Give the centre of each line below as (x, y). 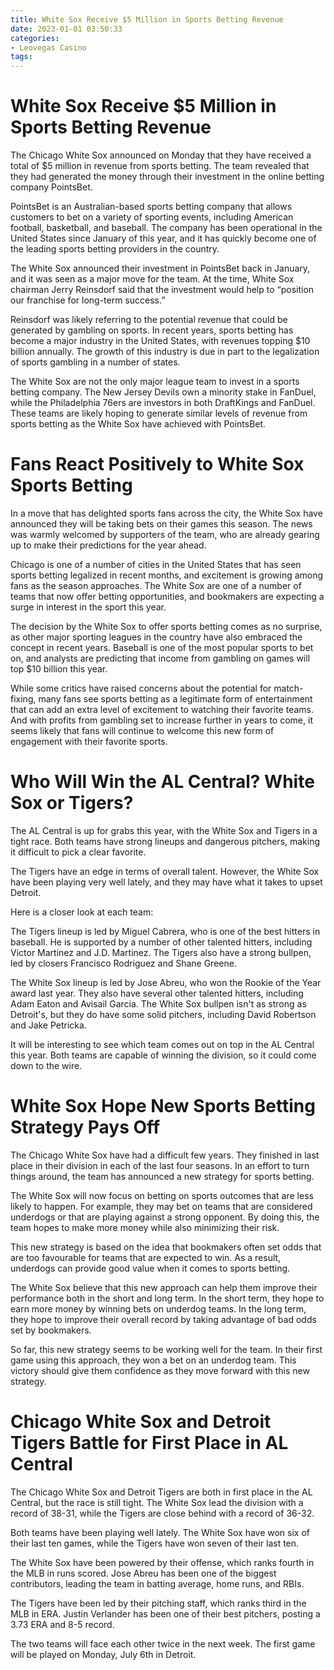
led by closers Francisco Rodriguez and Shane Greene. (123, 963)
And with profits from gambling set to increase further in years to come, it (161, 720)
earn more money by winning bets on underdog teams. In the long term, (158, 1308)
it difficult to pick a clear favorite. (78, 852)
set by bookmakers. (51, 1330)
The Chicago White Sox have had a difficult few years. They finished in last (165, 1155)
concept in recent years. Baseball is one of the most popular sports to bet (162, 647)
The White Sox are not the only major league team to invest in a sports (155, 382)
